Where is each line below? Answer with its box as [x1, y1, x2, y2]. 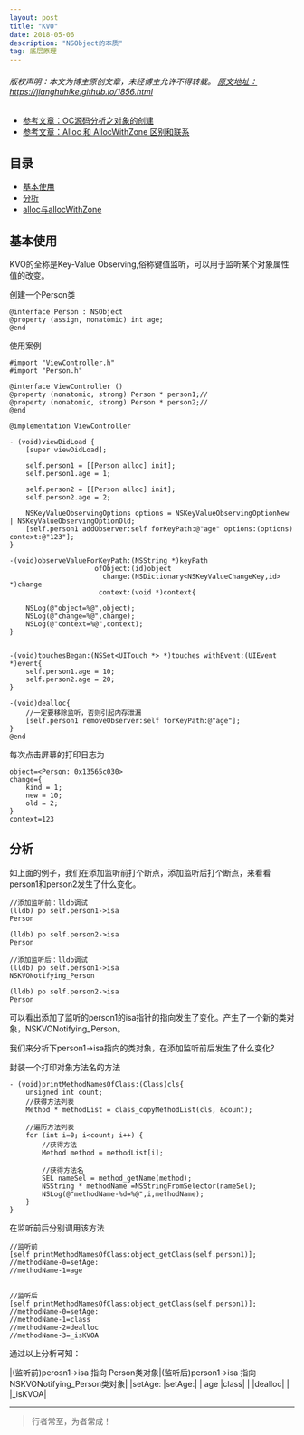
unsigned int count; [25, 1088, 103, 1097]
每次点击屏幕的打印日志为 [9, 748, 105, 760]
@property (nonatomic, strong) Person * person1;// [9, 390, 208, 399]
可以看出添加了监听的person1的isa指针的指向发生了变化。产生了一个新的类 [9, 1012, 287, 1022]
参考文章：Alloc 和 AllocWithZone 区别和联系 [22, 127, 190, 138]
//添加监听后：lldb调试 [9, 955, 89, 965]
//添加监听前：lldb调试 [9, 898, 89, 908]
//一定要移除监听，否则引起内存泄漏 [25, 708, 142, 717]
